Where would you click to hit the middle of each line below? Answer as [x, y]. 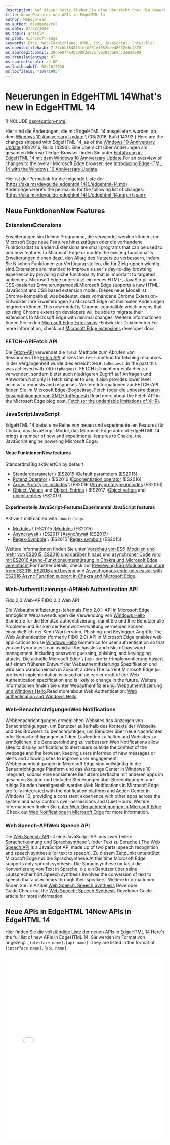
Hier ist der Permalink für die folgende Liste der [55, 179]
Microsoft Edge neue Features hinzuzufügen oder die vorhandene [74, 242]
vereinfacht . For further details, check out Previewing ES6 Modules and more [85, 565]
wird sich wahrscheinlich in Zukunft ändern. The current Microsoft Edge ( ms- [84, 669]
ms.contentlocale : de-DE [31, 62]
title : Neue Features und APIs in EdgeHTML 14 [55, 15]
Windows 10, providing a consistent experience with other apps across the [83, 796]
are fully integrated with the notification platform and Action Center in [78, 791]
